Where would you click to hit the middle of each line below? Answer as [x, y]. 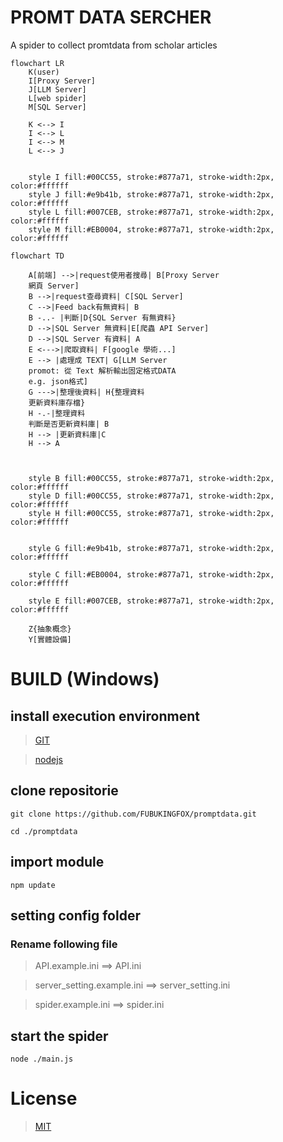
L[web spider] [57, 98]
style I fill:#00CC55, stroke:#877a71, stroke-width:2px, [151, 177]
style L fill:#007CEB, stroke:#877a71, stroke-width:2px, [151, 212]
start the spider [59, 1036]
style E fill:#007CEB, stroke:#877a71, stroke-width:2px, [151, 601]
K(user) [44, 72]
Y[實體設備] [50, 639]
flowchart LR [37, 63]
